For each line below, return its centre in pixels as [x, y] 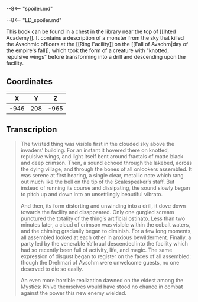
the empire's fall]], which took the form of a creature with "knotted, [88, 50]
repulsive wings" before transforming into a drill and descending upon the [96, 57]
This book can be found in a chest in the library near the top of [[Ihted [91, 31]
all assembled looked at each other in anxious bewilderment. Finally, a [106, 237]
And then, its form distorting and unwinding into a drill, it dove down [103, 206]
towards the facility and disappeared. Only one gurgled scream [97, 212]
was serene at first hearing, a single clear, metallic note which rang [102, 175]
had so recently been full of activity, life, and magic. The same [96, 250]
